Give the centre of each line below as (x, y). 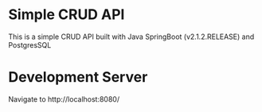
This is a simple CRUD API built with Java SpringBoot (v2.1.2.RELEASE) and (131, 37)
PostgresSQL (30, 44)
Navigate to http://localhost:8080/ (64, 99)
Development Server (78, 77)
